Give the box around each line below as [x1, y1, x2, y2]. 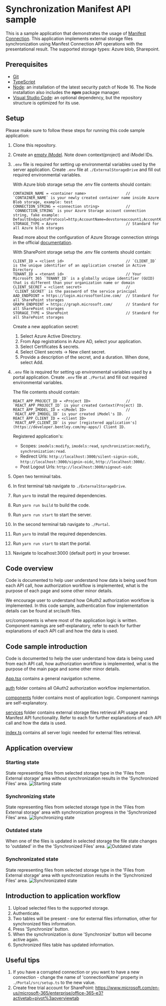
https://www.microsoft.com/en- [95, 985, 160, 991]
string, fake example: [12, 213, 60, 218]
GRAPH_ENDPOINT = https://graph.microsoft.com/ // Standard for [12, 302, 160, 307]
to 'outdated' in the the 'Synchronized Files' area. [5, 843, 106, 849]
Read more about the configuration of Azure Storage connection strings [12, 234, 160, 240]
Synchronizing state [5, 792, 55, 799]
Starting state [5, 759, 40, 766]
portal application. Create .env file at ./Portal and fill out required [12, 374, 147, 380]
